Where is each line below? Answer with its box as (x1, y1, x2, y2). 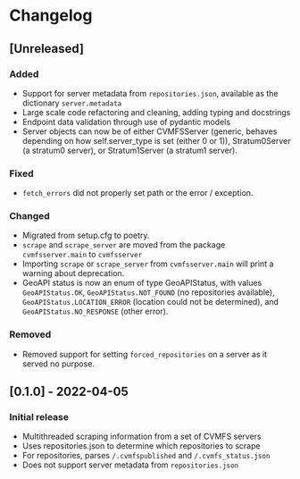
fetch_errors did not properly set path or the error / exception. (21, 188, 254, 198)
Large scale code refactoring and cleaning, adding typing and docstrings (21, 106, 291, 117)
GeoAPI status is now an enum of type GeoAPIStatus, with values (21, 278, 262, 289)
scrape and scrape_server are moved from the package (21, 239, 226, 250)
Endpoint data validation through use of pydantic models (21, 116, 230, 127)
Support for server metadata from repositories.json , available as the (21, 88, 279, 98)
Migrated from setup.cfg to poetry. (21, 230, 150, 241)
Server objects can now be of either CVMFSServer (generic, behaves (21, 126, 278, 137)
